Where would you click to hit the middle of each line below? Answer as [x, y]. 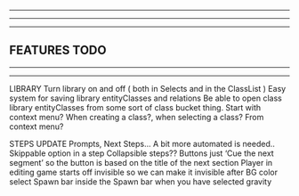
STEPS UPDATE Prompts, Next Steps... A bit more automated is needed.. [142, 143]
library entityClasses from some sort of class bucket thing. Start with [135, 107]
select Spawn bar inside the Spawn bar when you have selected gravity [141, 181]
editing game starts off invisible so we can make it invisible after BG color [144, 172]
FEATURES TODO [58, 50]
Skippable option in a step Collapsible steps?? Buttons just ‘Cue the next [141, 153]
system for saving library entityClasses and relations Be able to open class [145, 98]
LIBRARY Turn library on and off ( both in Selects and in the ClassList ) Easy [148, 88]
